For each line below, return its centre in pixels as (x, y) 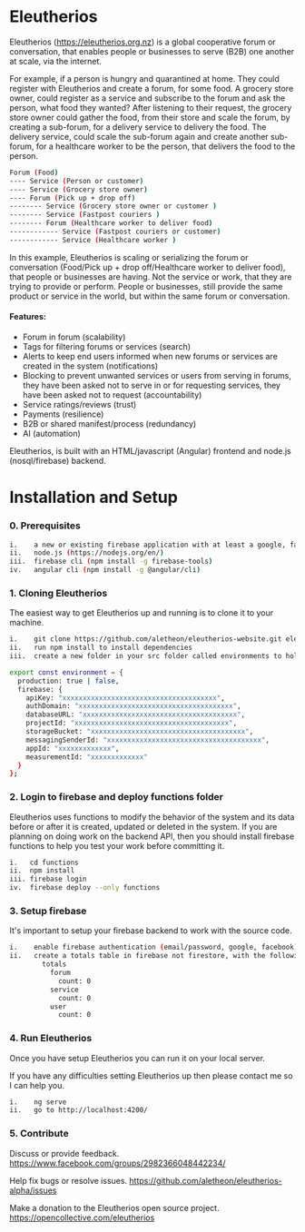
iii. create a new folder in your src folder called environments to (146, 656)
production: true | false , (69, 681)
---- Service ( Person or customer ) (77, 181)
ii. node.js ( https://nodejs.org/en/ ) (87, 553)
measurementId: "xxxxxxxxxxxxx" (87, 757)
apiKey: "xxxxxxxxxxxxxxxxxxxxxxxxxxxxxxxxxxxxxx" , (125, 698)
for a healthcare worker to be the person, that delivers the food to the (166, 146)
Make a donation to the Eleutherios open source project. (114, 1207)
